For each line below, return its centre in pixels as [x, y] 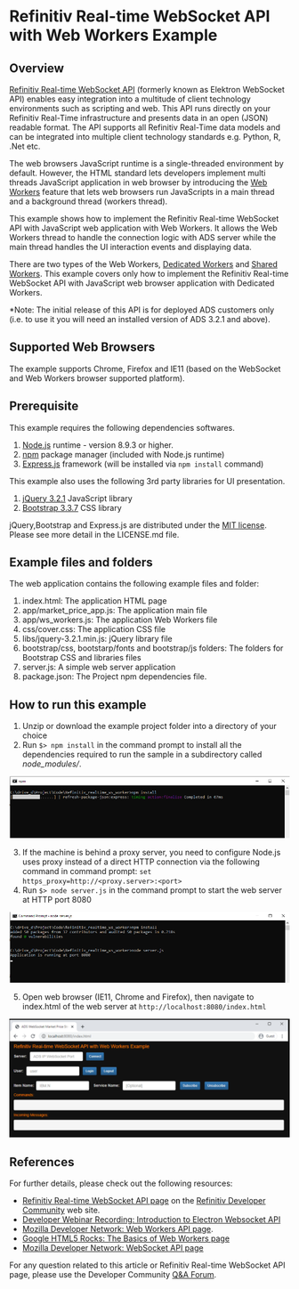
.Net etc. [25, 146]
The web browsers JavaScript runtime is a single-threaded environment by [147, 163]
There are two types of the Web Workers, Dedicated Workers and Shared [144, 264]
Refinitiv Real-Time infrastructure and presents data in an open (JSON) [139, 118]
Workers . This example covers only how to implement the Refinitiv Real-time [149, 274]
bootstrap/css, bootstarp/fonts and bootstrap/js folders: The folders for [153, 648]
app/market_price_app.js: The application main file [114, 611]
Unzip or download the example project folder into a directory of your [149, 726]
